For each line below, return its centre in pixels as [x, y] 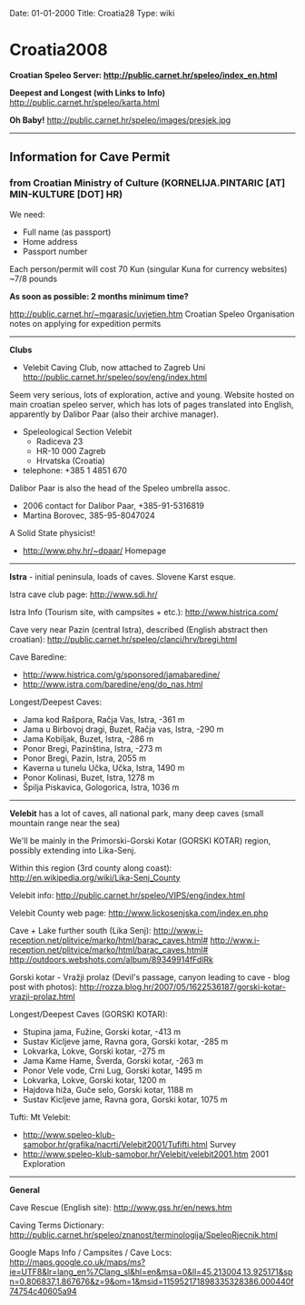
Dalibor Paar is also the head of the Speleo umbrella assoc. [120, 488]
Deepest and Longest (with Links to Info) [88, 92]
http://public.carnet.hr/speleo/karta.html [85, 102]
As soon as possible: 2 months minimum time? [99, 296]
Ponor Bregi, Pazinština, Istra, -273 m [92, 748]
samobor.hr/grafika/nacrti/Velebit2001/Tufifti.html [115, 1144]
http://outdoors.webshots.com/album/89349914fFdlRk [111, 959]
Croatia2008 [59, 50]
